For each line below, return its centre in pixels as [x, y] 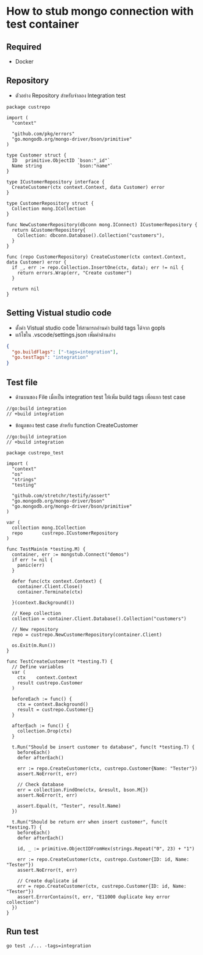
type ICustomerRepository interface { [55, 182]
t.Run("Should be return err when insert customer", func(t [90, 822]
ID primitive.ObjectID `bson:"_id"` [61, 160]
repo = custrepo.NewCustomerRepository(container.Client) [87, 635]
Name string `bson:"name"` [62, 166]
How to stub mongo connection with [100, 11]
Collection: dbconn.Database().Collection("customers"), [91, 235]
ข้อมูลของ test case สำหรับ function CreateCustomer [77, 425]
